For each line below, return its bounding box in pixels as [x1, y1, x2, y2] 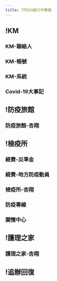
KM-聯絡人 [5, 43, 32, 50]
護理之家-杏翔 [5, 250, 39, 257]
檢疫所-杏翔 [5, 186, 34, 193]
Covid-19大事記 [5, 88, 44, 95]
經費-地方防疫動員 [5, 171, 50, 178]
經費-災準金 [5, 156, 34, 163]
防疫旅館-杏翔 [5, 122, 39, 129]
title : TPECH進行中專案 [5, 7, 52, 13]
